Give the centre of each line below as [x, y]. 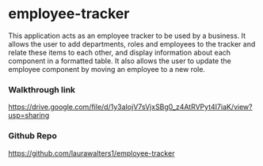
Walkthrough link [42, 89]
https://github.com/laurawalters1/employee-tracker [91, 153]
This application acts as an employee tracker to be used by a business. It [127, 36]
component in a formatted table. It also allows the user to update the [120, 61]
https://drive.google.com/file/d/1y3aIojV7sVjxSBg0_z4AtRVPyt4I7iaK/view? [130, 107]
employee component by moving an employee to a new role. [107, 69]
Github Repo [32, 136]
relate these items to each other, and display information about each [120, 52]
